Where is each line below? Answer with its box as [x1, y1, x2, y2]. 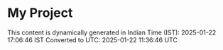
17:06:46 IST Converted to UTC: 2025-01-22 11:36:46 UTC [7, 35, 178, 44]
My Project [7, 5, 73, 21]
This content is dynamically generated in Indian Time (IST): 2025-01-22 [7, 28, 217, 37]
